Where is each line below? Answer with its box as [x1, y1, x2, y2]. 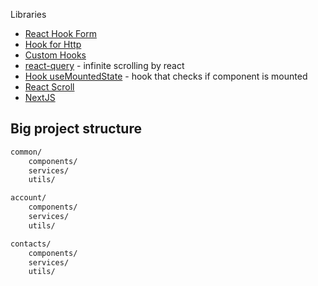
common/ [10, 147, 43, 157]
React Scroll [24, 81, 75, 93]
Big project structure [10, 120, 142, 138]
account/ [10, 193, 47, 203]
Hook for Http [24, 39, 82, 50]
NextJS [24, 92, 56, 103]
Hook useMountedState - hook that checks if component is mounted [24, 70, 308, 82]
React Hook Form [24, 28, 97, 39]
